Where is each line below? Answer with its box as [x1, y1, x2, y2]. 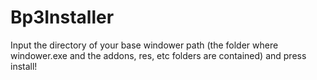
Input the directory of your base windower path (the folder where [10, 39, 279, 51]
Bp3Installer [10, 6, 115, 29]
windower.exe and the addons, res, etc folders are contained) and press [10, 49, 307, 61]
